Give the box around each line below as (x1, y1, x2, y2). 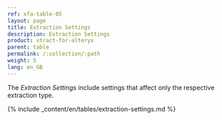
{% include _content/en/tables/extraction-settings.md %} (7, 104, 176, 113)
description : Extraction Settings (7, 30, 111, 38)
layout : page (7, 17, 46, 24)
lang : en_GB (7, 64, 43, 71)
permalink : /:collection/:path (7, 51, 101, 58)
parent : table (7, 44, 50, 51)
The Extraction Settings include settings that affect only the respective (7, 83, 215, 91)
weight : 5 (7, 57, 37, 64)
